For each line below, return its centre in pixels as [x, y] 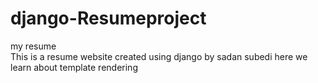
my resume [33, 46]
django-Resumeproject [108, 18]
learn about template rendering [74, 67]
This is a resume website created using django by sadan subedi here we [159, 56]
